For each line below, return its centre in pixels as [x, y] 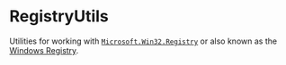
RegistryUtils [59, 16]
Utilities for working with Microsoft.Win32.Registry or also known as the [143, 41]
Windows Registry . [44, 50]
